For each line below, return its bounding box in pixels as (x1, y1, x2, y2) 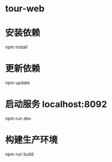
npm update (5, 80, 30, 86)
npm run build (5, 151, 34, 157)
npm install (5, 44, 28, 50)
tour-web (5, 3, 45, 14)
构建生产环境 (5, 135, 58, 146)
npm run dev (5, 115, 31, 121)
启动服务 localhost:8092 (5, 99, 107, 110)
